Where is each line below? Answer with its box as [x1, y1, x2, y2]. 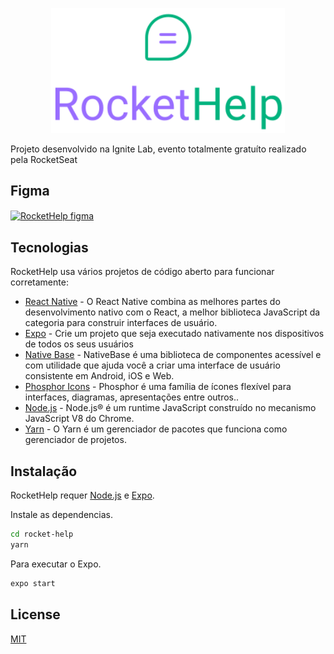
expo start [10, 578, 56, 588]
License [10, 606, 61, 623]
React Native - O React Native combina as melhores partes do [24, 296, 281, 308]
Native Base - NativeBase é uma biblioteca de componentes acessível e [24, 349, 322, 361]
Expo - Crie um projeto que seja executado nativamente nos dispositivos [24, 328, 325, 340]
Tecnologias [10, 239, 89, 256]
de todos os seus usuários [24, 338, 134, 350]
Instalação [10, 463, 78, 480]
